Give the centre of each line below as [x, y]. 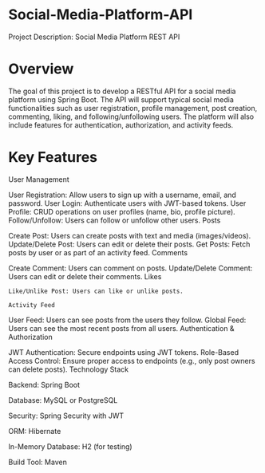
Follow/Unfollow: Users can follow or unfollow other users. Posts [115, 220]
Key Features [53, 158]
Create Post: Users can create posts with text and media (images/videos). [130, 235]
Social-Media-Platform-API [101, 15]
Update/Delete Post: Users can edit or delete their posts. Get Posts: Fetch [129, 244]
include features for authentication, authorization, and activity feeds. [121, 124]
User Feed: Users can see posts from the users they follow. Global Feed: [127, 320]
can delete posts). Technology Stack [69, 369]
